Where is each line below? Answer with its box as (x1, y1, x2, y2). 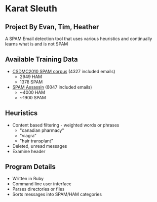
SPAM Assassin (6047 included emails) (12, 84, 92, 90)
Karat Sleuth (5, 3, 58, 14)
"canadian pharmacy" (19, 127, 64, 133)
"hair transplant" (19, 138, 53, 144)
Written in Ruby (12, 176, 44, 182)
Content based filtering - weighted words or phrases (12, 122, 119, 128)
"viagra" (19, 132, 37, 138)
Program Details (5, 162, 56, 171)
